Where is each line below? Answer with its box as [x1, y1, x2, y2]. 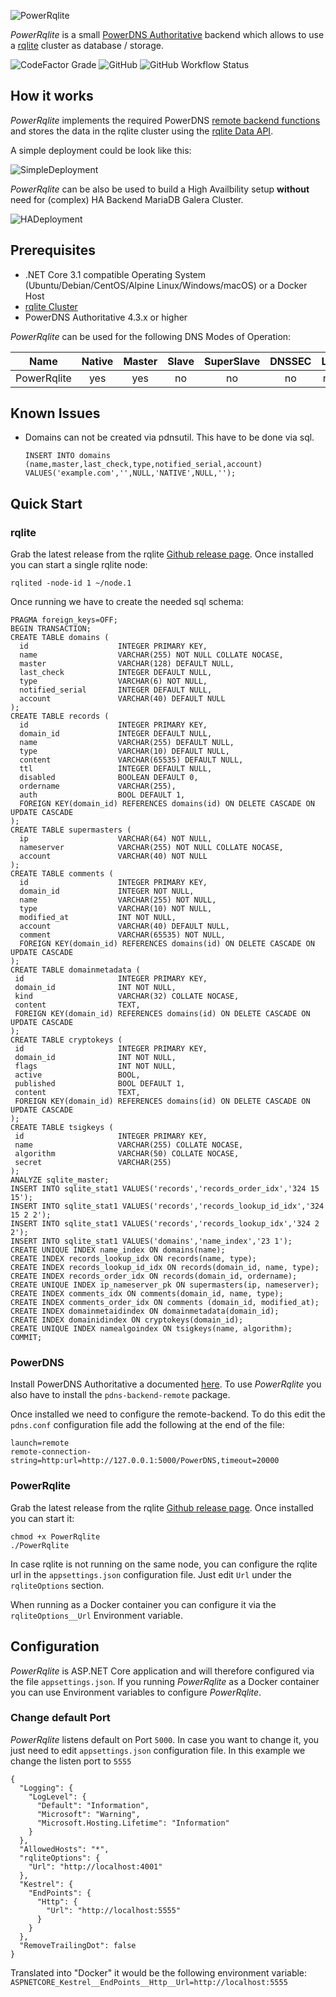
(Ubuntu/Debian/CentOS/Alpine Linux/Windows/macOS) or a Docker [24, 279, 308, 291]
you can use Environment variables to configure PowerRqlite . [10, 1686, 262, 1698]
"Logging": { [19, 1783, 74, 1793]
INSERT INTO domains [24, 451, 111, 461]
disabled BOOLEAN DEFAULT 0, [19, 773, 199, 783]
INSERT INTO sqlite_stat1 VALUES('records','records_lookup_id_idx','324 [10, 1201, 325, 1212]
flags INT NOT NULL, [14, 1061, 177, 1072]
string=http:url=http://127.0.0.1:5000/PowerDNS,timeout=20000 [10, 1456, 280, 1466]
